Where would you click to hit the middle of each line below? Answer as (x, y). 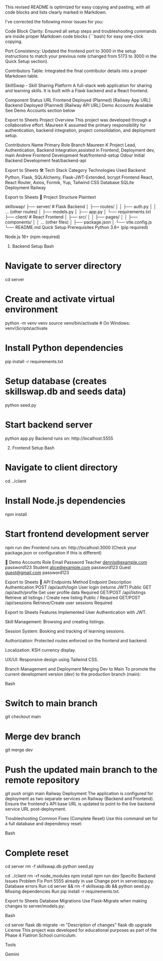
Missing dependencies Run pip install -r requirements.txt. (63, 891)
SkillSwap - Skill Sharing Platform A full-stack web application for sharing (79, 85)
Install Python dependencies (64, 348)
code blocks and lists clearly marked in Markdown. (56, 12)
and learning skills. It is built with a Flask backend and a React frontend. (77, 91)
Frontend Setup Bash (33, 448)
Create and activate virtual (60, 299)
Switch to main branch (51, 703)
